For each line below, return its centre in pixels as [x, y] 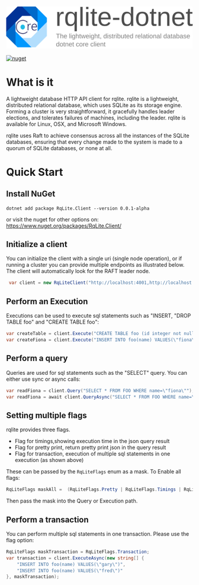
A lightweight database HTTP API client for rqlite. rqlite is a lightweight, [93, 99]
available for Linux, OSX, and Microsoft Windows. [67, 124]
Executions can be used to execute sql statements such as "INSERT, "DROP [99, 316]
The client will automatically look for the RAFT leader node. [78, 271]
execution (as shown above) [49, 460]
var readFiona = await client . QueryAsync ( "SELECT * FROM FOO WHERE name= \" [102, 397]
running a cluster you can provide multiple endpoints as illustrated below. [95, 265]
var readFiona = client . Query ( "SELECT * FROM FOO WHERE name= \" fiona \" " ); [100, 390]
